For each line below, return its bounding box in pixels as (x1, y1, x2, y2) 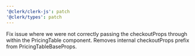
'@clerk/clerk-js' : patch (6, 8, 70, 15)
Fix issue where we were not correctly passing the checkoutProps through (6, 30, 187, 37)
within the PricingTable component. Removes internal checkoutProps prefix (6, 37, 190, 44)
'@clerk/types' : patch (6, 14, 62, 20)
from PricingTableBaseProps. (6, 42, 77, 50)
